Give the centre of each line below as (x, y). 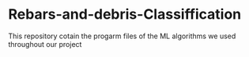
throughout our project (45, 44)
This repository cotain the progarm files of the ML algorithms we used (122, 36)
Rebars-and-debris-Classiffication (125, 14)
